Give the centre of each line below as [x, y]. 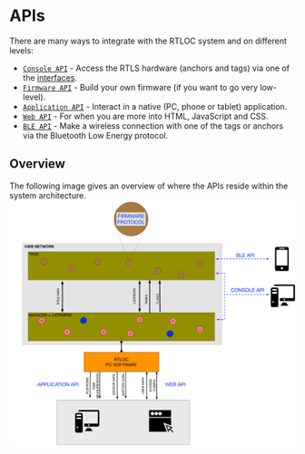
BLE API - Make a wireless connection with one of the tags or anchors [153, 126]
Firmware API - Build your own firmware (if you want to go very [140, 87]
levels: [21, 50]
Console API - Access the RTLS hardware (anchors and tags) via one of [156, 68]
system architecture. [48, 195]
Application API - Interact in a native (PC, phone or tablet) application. [155, 106]
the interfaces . [49, 77]
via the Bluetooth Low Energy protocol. [95, 135]
